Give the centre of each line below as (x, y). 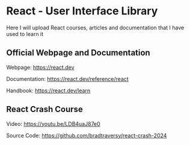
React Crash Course (44, 109)
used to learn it (25, 34)
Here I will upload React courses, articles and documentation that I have (95, 28)
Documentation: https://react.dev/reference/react (68, 78)
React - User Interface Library (82, 11)
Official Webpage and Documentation (78, 53)
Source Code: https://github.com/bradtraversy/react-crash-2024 (87, 135)
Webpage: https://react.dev (40, 67)
